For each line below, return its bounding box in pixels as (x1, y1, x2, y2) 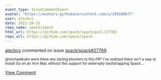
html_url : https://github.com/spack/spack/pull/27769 (5, 30, 117, 34)
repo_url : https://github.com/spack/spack (5, 34, 93, 39)
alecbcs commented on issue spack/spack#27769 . (5, 47, 108, 53)
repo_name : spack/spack (5, 25, 54, 30)
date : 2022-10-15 (5, 20, 40, 26)
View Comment (5, 69, 36, 75)
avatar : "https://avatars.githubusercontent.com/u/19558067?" (5, 12, 134, 16)
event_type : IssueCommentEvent (5, 7, 69, 12)
